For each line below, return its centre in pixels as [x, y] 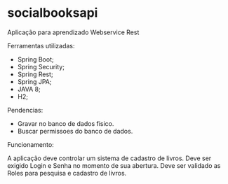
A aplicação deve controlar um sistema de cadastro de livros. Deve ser [109, 158]
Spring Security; [41, 66]
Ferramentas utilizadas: [41, 45]
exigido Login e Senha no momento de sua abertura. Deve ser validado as [114, 165]
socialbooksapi [53, 13]
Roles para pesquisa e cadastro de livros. [67, 173]
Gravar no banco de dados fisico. [66, 123]
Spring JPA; [34, 81]
